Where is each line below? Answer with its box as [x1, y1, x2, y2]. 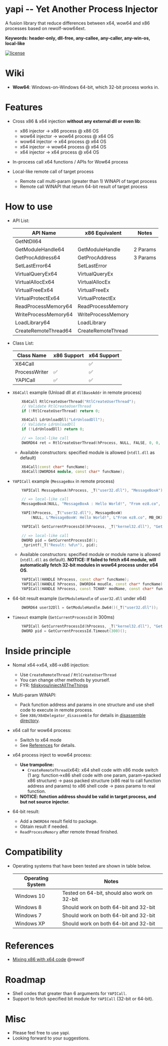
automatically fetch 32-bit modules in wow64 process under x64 [19, 562, 158, 568]
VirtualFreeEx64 [14, 286, 53, 293]
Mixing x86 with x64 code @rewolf [12, 956, 85, 962]
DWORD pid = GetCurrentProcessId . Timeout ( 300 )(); [21, 628, 127, 633]
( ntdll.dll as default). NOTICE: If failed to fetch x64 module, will [19, 556, 156, 563]
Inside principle [5, 645, 71, 656]
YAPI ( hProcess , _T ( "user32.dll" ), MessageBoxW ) [21, 510, 122, 515]
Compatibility [5, 846, 63, 857]
